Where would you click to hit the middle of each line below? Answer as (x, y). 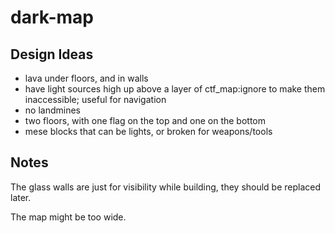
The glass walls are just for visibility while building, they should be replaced (166, 187)
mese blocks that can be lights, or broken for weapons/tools (148, 131)
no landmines (52, 110)
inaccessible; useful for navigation (95, 99)
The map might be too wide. (68, 217)
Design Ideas (52, 54)
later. (21, 197)
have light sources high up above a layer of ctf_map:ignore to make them (175, 89)
